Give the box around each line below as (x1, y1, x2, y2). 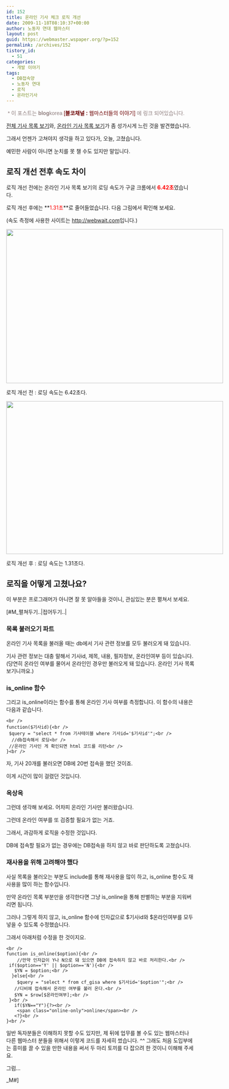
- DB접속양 (11, 75, 35, 81)
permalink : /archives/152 (6, 42, 71, 48)
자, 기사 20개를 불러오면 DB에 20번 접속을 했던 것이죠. (6, 759, 133, 766)
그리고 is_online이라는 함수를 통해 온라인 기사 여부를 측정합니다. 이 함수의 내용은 (6, 698, 193, 705)
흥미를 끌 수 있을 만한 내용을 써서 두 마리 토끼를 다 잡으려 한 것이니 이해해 (12, 1044, 183, 1051)
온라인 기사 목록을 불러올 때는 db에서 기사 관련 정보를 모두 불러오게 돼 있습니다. (6, 640, 191, 647)
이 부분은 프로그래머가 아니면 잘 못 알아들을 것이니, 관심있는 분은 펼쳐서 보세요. (6, 596, 190, 603)
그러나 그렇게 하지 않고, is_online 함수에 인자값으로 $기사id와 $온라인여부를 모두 (6, 913, 193, 920)
